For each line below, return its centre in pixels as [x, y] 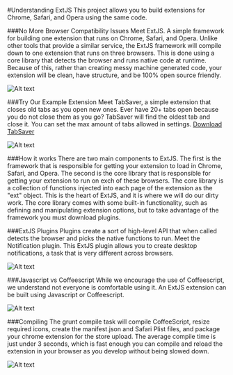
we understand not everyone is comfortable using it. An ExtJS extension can [117, 287]
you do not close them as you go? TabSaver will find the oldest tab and [109, 117]
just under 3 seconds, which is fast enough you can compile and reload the [115, 344]
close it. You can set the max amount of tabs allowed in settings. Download [115, 124]
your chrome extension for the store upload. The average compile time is [112, 336]
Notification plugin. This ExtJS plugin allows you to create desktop [102, 245]
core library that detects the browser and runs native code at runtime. [107, 60]
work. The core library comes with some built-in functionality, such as [107, 203]
